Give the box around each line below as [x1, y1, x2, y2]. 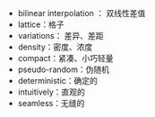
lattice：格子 [17, 19, 65, 30]
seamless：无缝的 [17, 98, 85, 108]
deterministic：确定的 [17, 76, 99, 85]
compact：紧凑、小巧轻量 [17, 53, 114, 63]
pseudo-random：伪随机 [17, 64, 110, 75]
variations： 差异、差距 [17, 31, 105, 40]
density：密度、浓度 [17, 41, 93, 52]
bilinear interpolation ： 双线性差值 [17, 8, 146, 18]
